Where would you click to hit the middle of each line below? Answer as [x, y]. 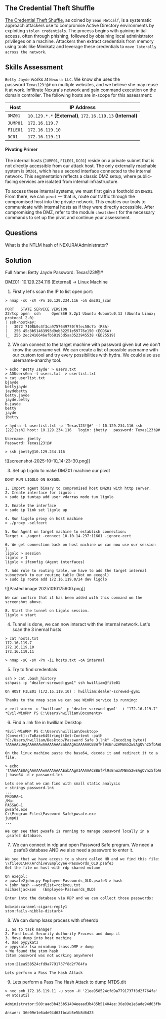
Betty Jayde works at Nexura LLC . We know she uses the [62, 79]
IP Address [83, 107]
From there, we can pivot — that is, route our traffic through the [70, 196]
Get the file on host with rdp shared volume [53, 868]
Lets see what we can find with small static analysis [63, 784]
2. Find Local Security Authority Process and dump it [63, 934]
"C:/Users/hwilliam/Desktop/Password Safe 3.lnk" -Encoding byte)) [76, 740]
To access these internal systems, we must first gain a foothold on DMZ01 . [80, 191]
